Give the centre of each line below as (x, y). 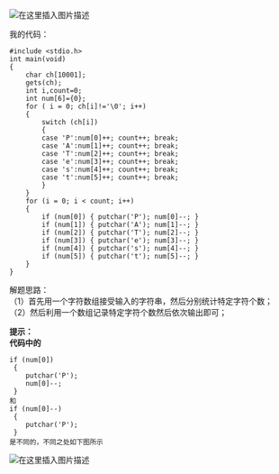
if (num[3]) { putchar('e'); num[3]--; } (121, 241)
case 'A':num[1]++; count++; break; (110, 146)
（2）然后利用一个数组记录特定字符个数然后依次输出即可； (118, 312)
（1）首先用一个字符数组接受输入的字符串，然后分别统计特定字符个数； (141, 301)
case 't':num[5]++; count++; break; (110, 178)
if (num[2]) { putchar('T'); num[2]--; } (121, 232)
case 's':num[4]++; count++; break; (110, 169)
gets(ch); (44, 83)
